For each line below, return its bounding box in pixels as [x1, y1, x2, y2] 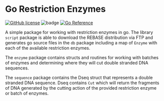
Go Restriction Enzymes [5, 3, 106, 15]
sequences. [5, 65, 29, 71]
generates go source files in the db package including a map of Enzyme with [5, 39, 158, 45]
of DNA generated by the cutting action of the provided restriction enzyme [5, 85, 157, 91]
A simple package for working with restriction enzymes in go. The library [5, 29, 153, 35]
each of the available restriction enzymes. [5, 45, 90, 51]
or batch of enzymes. [5, 90, 49, 96]
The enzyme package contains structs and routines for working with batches [5, 54, 159, 60]
